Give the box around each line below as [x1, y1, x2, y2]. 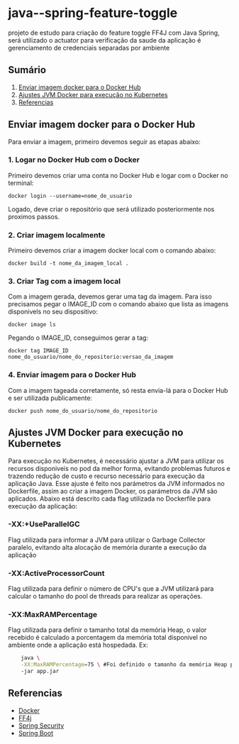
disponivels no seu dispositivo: [8, 307, 98, 316]
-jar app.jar [21, 668, 60, 675]
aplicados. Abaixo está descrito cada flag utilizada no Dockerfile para [8, 494, 211, 503]
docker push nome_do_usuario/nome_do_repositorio [8, 407, 158, 414]
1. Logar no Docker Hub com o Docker [8, 155, 140, 165]
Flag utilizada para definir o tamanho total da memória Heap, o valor [8, 626, 207, 634]
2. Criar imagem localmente [8, 230, 106, 240]
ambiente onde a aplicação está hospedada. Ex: [8, 640, 148, 650]
